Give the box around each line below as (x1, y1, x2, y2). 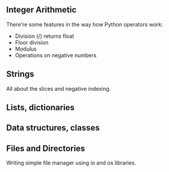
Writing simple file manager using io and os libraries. (6, 159, 137, 167)
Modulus (14, 45, 37, 52)
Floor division (14, 38, 49, 46)
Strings (6, 69, 34, 79)
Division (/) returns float (14, 32, 74, 40)
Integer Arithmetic (6, 5, 77, 15)
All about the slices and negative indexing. (6, 85, 111, 92)
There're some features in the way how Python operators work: (6, 20, 164, 28)
